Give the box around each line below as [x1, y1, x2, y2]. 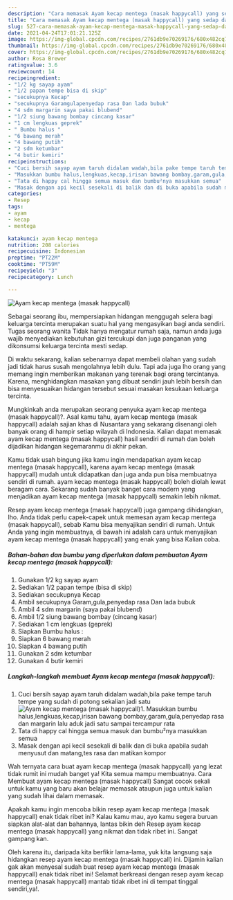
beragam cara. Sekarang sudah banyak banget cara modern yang [8, 485, 196, 493]
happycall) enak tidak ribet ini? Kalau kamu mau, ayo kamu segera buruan [8, 812, 218, 820]
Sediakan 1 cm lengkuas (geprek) [17, 620, 113, 628]
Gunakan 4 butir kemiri [17, 656, 84, 665]
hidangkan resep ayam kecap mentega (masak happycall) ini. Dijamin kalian [8, 855, 223, 863]
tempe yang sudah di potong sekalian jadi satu [17, 697, 151, 705]
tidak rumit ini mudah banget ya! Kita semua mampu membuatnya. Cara [8, 769, 212, 777]
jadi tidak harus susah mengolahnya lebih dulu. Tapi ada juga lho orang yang [8, 362, 226, 370]
